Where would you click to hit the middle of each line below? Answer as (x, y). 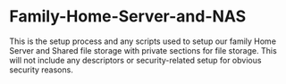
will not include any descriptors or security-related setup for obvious (135, 60)
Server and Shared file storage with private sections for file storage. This (143, 50)
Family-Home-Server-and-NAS (128, 17)
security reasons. (41, 70)
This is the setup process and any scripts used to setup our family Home (143, 41)
